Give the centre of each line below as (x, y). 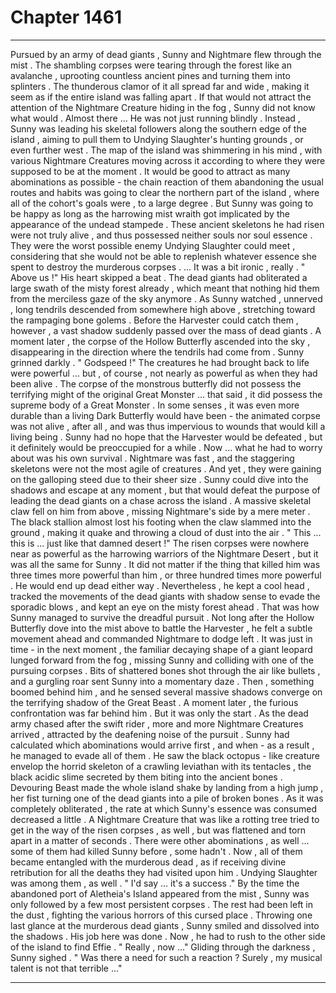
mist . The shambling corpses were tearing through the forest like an (151, 65)
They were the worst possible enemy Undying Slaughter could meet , (153, 245)
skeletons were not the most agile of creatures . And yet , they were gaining (166, 468)
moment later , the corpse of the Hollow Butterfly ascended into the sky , (160, 341)
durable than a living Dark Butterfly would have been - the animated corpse (165, 415)
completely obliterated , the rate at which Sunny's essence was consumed (164, 808)
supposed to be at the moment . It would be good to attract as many (150, 171)
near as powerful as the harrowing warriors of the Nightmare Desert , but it (164, 553)
